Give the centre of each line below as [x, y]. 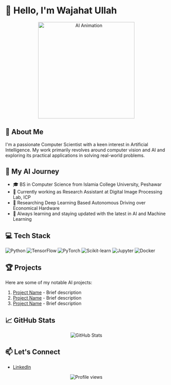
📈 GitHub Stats [30, 320]
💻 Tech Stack [28, 235]
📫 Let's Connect [33, 352]
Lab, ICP [22, 197]
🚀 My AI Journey [32, 172]
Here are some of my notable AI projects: [49, 283]
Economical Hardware [36, 208]
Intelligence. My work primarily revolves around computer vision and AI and [85, 150]
